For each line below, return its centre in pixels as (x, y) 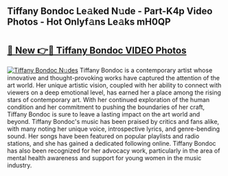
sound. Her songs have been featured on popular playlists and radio (103, 136)
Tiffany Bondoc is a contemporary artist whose (146, 70)
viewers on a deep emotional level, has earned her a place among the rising (114, 92)
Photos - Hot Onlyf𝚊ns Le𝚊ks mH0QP (89, 22)
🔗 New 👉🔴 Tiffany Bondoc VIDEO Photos (97, 50)
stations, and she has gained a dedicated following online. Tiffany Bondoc (112, 143)
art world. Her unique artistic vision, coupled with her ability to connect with (114, 85)
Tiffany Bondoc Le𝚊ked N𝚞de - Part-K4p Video (110, 11)
